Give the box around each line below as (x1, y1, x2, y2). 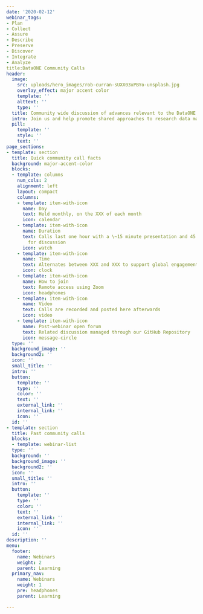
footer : (11, 548, 31, 554)
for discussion (28, 239, 66, 245)
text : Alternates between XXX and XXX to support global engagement (22, 262, 199, 268)
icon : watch (22, 245, 53, 251)
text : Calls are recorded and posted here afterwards (22, 306, 161, 313)
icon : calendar (22, 217, 61, 223)
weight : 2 (17, 560, 42, 566)
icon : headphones (22, 289, 66, 296)
